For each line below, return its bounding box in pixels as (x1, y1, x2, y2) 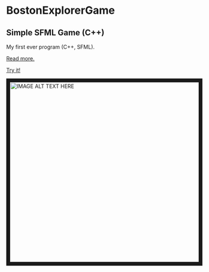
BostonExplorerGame (6, 4, 115, 17)
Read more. (6, 55, 35, 62)
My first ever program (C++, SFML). (6, 43, 95, 50)
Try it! (6, 67, 21, 74)
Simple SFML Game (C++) (6, 28, 105, 38)
